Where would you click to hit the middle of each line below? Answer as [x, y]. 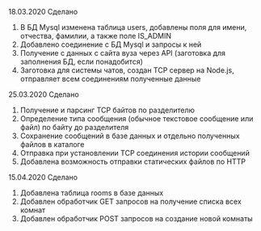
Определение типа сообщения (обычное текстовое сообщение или [137, 119]
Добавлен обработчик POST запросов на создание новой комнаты [136, 218]
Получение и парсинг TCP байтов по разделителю [107, 110]
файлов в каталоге [52, 144]
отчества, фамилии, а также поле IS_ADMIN [96, 36]
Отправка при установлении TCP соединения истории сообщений [135, 153]
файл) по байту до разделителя [74, 127]
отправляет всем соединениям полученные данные [110, 79]
